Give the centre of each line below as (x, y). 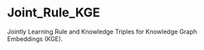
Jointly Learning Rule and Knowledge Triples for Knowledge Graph (102, 32)
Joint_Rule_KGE (54, 13)
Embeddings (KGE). (35, 38)
